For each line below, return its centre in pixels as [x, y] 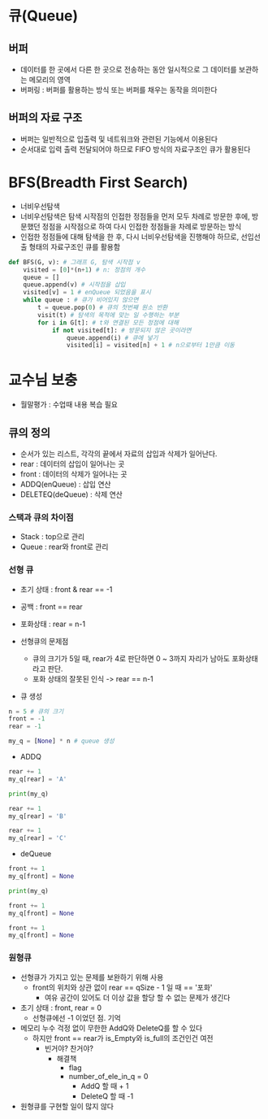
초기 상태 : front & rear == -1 [66, 589]
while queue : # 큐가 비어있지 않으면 [81, 300]
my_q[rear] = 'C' [38, 838]
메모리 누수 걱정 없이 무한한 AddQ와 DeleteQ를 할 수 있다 [111, 1028]
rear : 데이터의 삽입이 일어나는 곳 [72, 464]
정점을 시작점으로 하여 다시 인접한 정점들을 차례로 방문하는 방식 [142, 226]
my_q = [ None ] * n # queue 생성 [62, 741]
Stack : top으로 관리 [52, 537]
